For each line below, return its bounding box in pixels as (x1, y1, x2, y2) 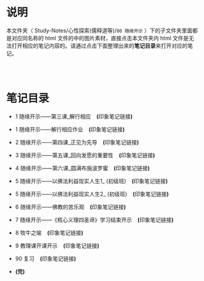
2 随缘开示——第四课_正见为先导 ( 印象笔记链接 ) (15, 138, 139, 146)
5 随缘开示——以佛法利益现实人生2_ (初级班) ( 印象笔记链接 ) (15, 190, 169, 198)
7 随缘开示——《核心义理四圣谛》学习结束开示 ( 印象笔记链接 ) (15, 216, 174, 223)
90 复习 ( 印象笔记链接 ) (15, 255, 76, 262)
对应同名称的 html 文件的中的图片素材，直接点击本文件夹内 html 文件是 (11, 34, 189, 41)
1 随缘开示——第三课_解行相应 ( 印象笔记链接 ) (15, 113, 133, 120)
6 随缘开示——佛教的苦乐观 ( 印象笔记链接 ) (15, 203, 126, 210)
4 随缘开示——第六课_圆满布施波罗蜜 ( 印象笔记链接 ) (15, 164, 150, 172)
